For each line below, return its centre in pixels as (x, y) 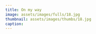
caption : (14, 24)
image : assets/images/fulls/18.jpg (43, 14)
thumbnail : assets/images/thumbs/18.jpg (49, 19)
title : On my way (23, 10)
